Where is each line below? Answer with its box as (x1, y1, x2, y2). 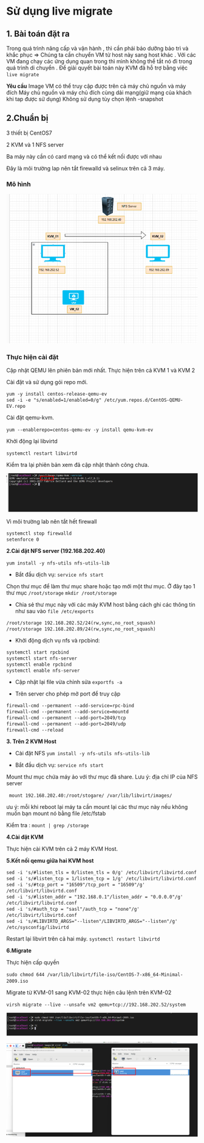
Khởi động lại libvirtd (6, 438, 58, 445)
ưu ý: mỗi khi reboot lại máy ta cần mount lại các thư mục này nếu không (6, 803, 188, 810)
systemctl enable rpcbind (6, 661, 72, 668)
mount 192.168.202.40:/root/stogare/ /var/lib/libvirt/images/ (8, 792, 172, 799)
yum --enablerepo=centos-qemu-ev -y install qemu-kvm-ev (6, 427, 154, 433)
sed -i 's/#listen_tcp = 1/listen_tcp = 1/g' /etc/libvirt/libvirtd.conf (6, 875, 197, 881)
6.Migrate (6, 947, 32, 954)
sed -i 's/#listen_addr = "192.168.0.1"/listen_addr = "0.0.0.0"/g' (6, 894, 183, 900)
